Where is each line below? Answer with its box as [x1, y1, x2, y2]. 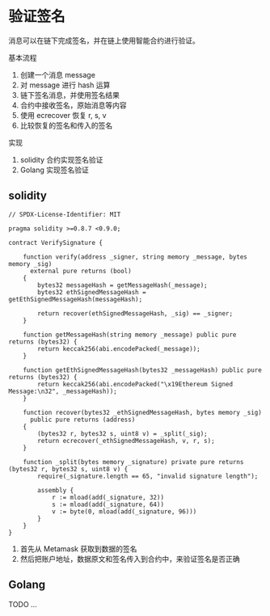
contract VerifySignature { [8, 238, 103, 247]
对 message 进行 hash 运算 [19, 80, 111, 90]
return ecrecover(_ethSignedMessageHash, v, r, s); [37, 437, 216, 445]
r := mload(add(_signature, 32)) [51, 493, 164, 501]
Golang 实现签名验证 [19, 165, 89, 175]
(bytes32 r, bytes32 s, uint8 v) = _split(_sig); [37, 429, 208, 437]
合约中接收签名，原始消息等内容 [19, 100, 127, 110]
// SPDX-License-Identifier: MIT [8, 210, 121, 218]
